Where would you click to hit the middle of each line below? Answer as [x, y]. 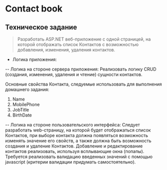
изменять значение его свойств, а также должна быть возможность [78, 141]
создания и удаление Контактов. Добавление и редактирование [74, 146]
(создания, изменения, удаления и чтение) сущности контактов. [74, 74]
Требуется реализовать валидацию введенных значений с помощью [79, 156]
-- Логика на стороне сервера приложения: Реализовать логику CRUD [81, 69]
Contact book [34, 9]
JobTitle [21, 110]
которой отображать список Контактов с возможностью [78, 44]
